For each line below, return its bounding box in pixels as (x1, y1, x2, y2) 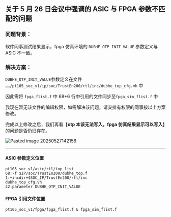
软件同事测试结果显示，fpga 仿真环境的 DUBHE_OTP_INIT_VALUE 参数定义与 (5, 43, 158, 49)
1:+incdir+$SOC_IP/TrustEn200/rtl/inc (5, 175, 88, 180)
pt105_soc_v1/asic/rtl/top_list (5, 167, 74, 172)
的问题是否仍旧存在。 (5, 128, 50, 134)
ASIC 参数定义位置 (5, 154, 44, 161)
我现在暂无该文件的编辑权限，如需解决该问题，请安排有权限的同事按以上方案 (5, 104, 166, 110)
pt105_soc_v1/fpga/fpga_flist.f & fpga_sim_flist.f (5, 207, 117, 212)
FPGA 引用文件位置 (5, 195, 46, 202)
